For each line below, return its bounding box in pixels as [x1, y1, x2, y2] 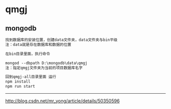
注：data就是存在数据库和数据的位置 [5, 42, 71, 47]
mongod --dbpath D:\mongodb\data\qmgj [5, 60, 88, 66]
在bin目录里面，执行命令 [5, 51, 50, 57]
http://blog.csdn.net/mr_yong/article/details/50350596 [5, 98, 120, 104]
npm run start [5, 84, 36, 89]
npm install [5, 79, 31, 85]
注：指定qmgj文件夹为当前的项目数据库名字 [5, 65, 83, 70]
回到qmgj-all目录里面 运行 [5, 74, 56, 79]
